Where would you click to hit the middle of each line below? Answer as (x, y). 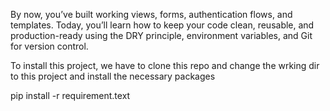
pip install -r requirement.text (70, 95)
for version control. (49, 46)
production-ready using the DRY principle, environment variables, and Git (161, 35)
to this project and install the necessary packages (113, 76)
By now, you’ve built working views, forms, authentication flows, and (151, 14)
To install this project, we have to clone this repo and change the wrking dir (165, 65)
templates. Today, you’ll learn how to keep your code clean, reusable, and (162, 25)
